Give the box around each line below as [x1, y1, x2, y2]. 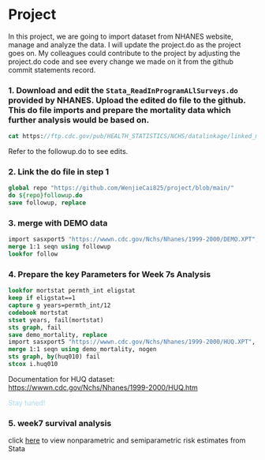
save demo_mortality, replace [8, 331, 108, 338]
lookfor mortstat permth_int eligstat [8, 286, 136, 295]
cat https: [8, 133, 44, 140]
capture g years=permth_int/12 [8, 301, 111, 309]
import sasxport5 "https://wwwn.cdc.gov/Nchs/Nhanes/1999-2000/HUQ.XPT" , [8, 338, 256, 346]
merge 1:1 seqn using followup [8, 243, 111, 251]
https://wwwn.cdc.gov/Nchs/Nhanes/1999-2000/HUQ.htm [8, 383, 199, 392]
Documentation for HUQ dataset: [8, 374, 115, 383]
